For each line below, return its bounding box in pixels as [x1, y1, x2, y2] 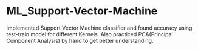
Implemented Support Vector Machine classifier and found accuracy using [6, 24, 193, 31]
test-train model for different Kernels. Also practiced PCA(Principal [6, 30, 173, 37]
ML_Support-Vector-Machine [6, 4, 158, 18]
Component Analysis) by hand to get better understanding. [6, 37, 154, 44]
